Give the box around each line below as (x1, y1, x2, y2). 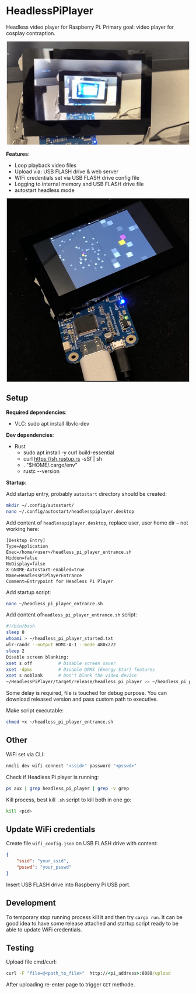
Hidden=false (6, 555, 38, 561)
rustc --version (23, 467, 60, 475)
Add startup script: (6, 588, 51, 595)
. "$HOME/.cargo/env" (23, 461, 78, 468)
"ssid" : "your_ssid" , (16, 858, 69, 864)
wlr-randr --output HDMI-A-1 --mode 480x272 (6, 642, 116, 648)
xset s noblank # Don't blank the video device (6, 673, 137, 678)
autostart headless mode (14, 186, 75, 194)
